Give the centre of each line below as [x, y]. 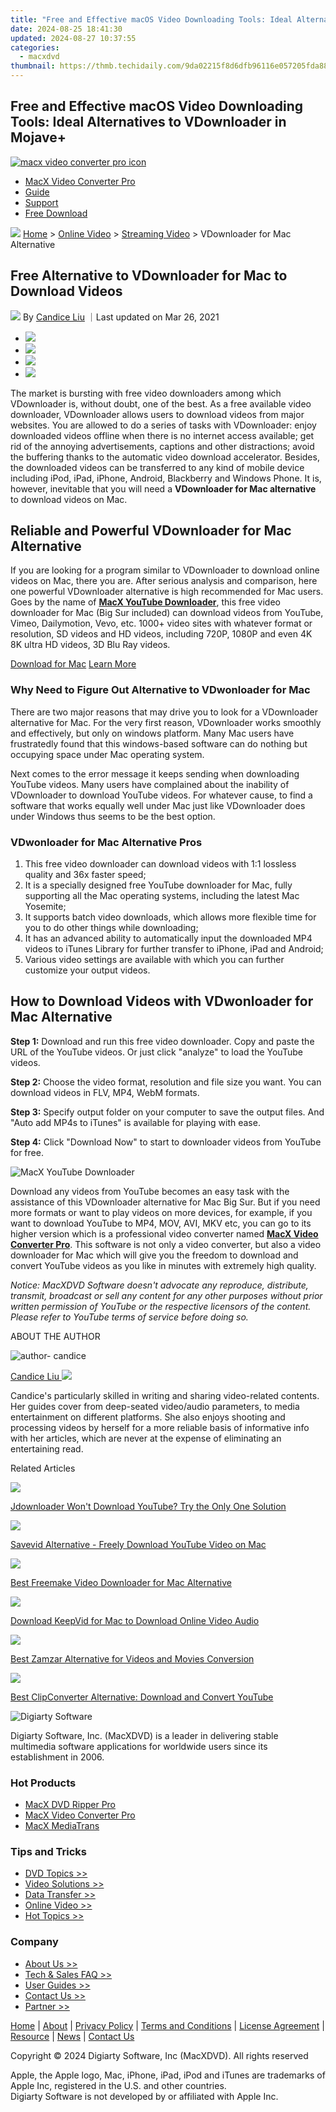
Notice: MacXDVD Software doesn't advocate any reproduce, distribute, [159, 1285]
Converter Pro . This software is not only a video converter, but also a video [166, 1244]
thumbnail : [33, 66]
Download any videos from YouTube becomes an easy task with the [150, 1191]
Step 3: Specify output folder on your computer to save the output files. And [167, 1112]
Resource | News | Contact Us [72, 2036]
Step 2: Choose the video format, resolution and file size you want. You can [166, 1082]
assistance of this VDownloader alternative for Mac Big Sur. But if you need [165, 1202]
